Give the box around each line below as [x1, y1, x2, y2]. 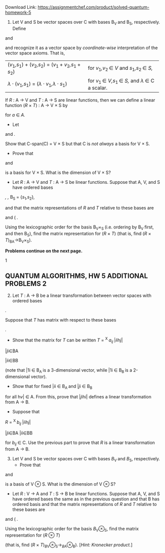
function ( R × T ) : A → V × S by [5, 103, 68, 109]
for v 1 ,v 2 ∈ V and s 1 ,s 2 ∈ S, [88, 64, 153, 72]
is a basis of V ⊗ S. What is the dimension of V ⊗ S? [5, 481, 116, 487]
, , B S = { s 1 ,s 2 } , [5, 194, 35, 201]
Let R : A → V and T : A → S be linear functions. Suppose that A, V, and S [12, 179, 161, 185]
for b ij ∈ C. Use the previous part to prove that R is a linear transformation [5, 440, 155, 446]
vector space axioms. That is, [5, 50, 65, 56]
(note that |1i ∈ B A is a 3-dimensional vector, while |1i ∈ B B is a [5, 367, 132, 374]
